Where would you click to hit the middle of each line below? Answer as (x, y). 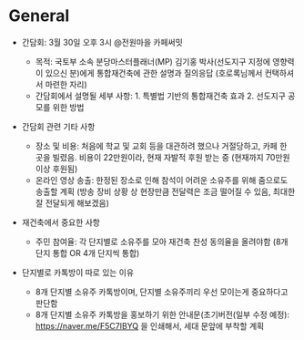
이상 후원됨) (56, 169)
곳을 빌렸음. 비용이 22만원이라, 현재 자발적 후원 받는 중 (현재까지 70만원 (162, 157)
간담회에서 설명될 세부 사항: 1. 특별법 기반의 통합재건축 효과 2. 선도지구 (160, 96)
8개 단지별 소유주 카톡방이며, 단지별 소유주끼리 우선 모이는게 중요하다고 (162, 292)
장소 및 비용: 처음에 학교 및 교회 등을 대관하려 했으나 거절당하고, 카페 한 (161, 146)
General (39, 16)
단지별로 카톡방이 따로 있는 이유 (77, 272)
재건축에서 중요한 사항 (61, 222)
